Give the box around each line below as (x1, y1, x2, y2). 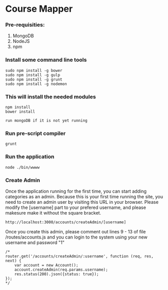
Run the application (5, 153, 54, 161)
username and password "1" (5, 239, 65, 245)
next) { (5, 258, 22, 263)
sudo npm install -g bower (5, 68, 63, 73)
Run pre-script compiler (5, 130, 66, 137)
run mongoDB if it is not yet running (5, 118, 88, 123)
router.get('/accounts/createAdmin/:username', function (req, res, (5, 253, 154, 259)
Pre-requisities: (5, 21, 45, 29)
